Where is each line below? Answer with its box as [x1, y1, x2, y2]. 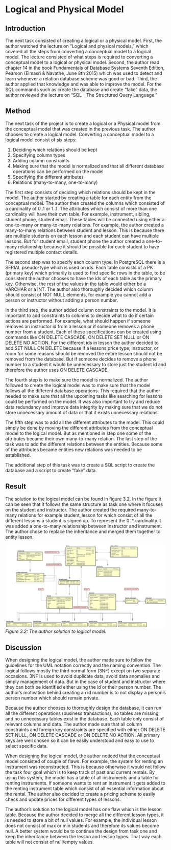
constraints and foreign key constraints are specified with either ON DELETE [5, 727, 166, 733]
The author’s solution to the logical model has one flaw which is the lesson [5, 806, 162, 813]
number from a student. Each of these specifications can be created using [5, 329, 162, 335]
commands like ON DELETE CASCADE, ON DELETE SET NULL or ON [5, 334, 150, 340]
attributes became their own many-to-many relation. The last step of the [5, 435, 157, 441]
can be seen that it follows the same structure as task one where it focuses [5, 501, 163, 507]
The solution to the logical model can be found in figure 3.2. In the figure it [5, 496, 162, 502]
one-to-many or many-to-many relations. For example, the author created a [5, 222, 164, 228]
